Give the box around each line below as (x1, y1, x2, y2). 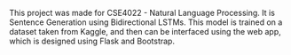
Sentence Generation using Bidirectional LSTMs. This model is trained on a (9, 17, 283, 27)
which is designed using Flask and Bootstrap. (9, 35, 176, 46)
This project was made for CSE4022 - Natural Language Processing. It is (9, 8, 275, 18)
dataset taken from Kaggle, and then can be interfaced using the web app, (9, 27, 281, 36)
